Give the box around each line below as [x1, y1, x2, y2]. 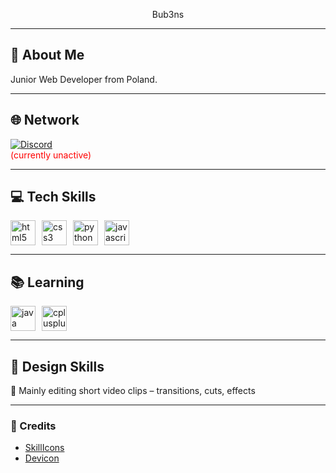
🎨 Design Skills [10, 358, 105, 375]
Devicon [24, 452, 60, 464]
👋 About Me [10, 47, 85, 64]
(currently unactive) [10, 149, 92, 161]
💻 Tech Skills [10, 189, 97, 206]
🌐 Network [10, 112, 80, 129]
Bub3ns [151, 9, 185, 20]
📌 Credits [10, 419, 57, 433]
